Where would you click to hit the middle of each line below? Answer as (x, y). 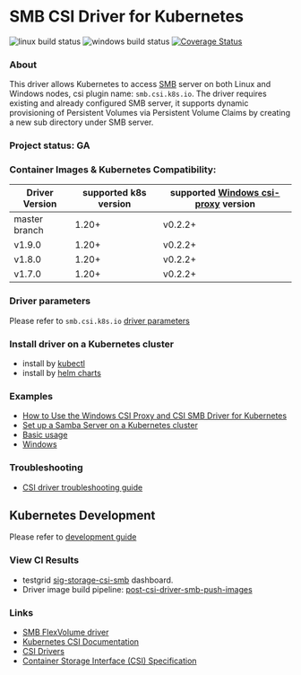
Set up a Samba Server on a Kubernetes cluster (110, 425)
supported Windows (215, 193)
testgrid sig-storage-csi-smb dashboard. (98, 580)
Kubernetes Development (82, 516)
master (28, 219)
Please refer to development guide (73, 537)
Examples (31, 396)
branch (29, 231)
